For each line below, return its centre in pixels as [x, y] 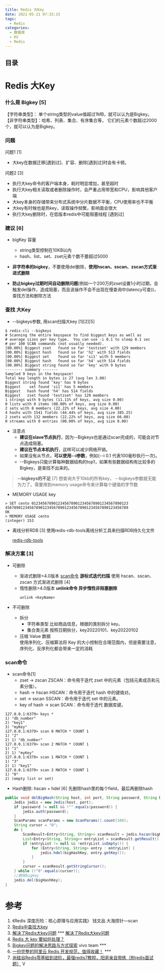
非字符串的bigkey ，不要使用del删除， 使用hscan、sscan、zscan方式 [82, 267]
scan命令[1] [24, 674]
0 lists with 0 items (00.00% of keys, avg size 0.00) [62, 404]
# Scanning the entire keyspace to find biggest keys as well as [73, 335]
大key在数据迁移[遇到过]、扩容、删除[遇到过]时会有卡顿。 [70, 162]
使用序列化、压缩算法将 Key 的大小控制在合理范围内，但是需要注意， [89, 642]
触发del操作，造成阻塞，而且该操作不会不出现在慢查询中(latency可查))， [85, 290]
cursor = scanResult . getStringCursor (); [65, 867]
